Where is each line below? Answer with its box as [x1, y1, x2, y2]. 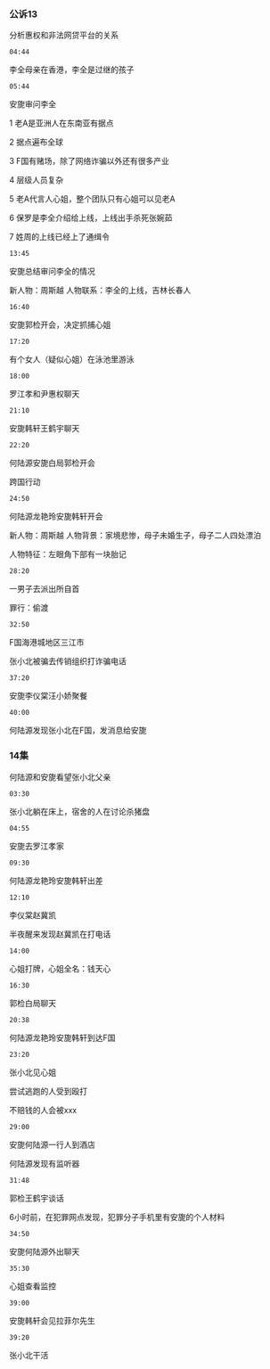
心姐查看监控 [9, 1281, 56, 1291]
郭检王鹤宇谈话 [9, 1193, 64, 1203]
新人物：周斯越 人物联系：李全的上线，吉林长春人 [9, 285, 192, 296]
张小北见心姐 [9, 1067, 56, 1078]
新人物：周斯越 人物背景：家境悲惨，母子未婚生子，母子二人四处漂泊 [9, 530, 261, 541]
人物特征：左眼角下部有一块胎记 [9, 549, 127, 560]
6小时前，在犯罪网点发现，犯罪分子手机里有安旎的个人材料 [9, 1211, 225, 1222]
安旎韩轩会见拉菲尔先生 [9, 1315, 95, 1325]
